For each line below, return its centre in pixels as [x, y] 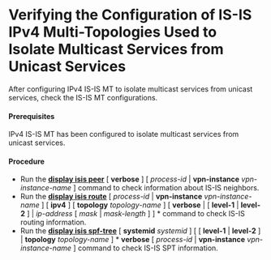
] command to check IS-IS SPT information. [146, 248]
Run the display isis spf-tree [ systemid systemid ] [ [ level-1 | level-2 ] [140, 231]
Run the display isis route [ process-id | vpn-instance [111, 197]
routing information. [53, 222]
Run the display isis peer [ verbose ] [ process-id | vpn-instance [130, 179]
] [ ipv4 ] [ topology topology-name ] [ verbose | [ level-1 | [140, 205]
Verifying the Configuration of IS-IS [130, 15]
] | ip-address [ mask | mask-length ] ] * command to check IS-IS [136, 214]
